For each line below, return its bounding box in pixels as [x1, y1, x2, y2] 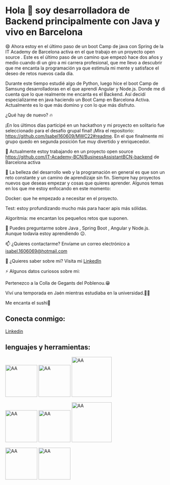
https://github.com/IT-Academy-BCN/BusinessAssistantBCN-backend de [5, 153, 159, 160]
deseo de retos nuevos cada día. [5, 70, 74, 76]
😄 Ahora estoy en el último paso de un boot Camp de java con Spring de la [5, 43, 164, 49]
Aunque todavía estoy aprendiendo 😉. [5, 230, 87, 237]
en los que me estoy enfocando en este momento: [5, 185, 111, 191]
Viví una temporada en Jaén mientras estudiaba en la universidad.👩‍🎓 [5, 290, 151, 296]
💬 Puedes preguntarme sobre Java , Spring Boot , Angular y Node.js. [5, 225, 150, 231]
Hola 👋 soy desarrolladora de [5, 5, 130, 16]
